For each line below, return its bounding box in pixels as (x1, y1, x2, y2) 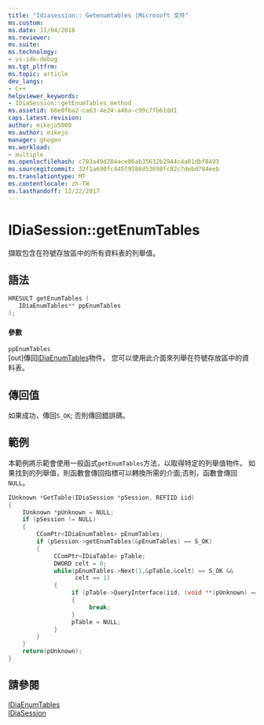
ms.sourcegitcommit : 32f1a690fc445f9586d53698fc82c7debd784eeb (8, 165, 220, 173)
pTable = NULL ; (71, 618, 122, 626)
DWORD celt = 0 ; (53, 560, 108, 568)
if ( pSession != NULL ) (22, 516, 97, 523)
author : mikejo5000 (8, 121, 72, 129)
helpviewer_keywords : (8, 92, 79, 100)
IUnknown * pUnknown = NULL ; (22, 509, 114, 516)
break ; (89, 603, 111, 611)
